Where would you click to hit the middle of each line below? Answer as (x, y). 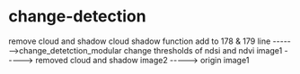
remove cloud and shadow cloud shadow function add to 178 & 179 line (140, 41)
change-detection (77, 16)
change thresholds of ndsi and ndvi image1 (203, 50)
